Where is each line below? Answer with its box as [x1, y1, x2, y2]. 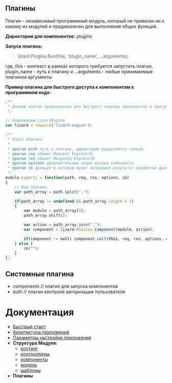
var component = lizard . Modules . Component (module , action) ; [24, 227, 155, 232]
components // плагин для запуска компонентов [12, 283, 118, 289]
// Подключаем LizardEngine [5, 118, 66, 123]
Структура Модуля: [12, 340, 58, 346]
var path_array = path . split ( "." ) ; [14, 189, 91, 195]
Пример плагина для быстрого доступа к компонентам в [5, 84, 134, 90]
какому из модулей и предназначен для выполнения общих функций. [5, 23, 158, 29]
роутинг [20, 345, 38, 351]
